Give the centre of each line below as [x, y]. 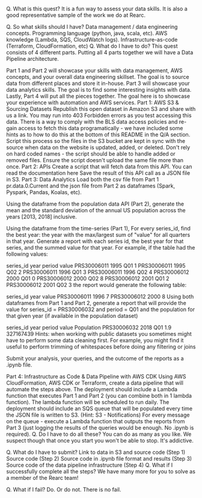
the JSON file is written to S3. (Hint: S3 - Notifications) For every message [98, 415]
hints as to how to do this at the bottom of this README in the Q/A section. [98, 134]
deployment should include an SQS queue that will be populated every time [99, 408]
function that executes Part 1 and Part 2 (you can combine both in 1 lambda [99, 396]
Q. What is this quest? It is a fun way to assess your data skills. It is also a [97, 9]
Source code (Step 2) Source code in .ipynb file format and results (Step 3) [99, 459]
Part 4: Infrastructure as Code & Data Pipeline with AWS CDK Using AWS [96, 377]
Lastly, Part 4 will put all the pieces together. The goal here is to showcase [98, 96]
